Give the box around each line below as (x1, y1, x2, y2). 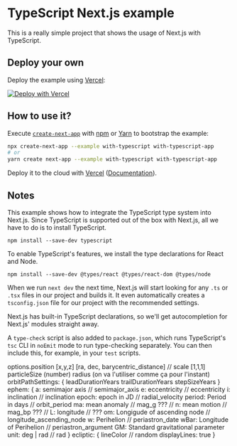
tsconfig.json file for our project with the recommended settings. (7, 299, 200, 307)
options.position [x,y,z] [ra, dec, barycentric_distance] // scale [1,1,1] (7, 363, 206, 371)
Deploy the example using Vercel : (7, 75, 106, 84)
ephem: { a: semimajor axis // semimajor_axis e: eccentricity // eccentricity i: (7, 386, 231, 393)
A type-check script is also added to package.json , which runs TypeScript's (7, 334, 226, 342)
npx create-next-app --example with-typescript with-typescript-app (7, 142, 214, 150)
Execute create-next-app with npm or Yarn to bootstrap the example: (7, 129, 209, 137)
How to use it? (7, 110, 72, 122)
